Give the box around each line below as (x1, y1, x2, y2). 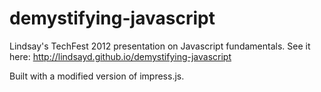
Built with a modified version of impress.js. (9, 70, 185, 82)
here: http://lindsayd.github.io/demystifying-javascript (9, 50, 232, 62)
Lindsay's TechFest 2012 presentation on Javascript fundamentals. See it (9, 40, 311, 52)
